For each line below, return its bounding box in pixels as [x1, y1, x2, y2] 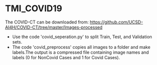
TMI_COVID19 [5, 3, 62, 14]
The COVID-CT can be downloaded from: [5, 19, 89, 25]
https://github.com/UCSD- [90, 19, 143, 25]
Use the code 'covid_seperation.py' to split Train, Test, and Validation [12, 34, 152, 40]
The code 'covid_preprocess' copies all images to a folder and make [12, 44, 151, 50]
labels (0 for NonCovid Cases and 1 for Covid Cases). [12, 54, 120, 60]
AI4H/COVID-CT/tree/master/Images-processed [5, 24, 103, 30]
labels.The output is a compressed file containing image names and [12, 49, 149, 55]
